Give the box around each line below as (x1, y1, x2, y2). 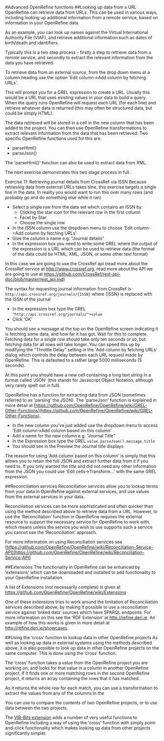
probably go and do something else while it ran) (5, 194, 102, 200)
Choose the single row (19, 220, 65, 225)
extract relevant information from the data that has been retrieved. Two (5, 130, 148, 136)
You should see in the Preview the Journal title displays (12, 443, 124, 449)
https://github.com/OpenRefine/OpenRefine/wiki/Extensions (5, 589, 126, 595)
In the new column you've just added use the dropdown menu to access (12, 423, 158, 428)
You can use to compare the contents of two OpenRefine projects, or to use (5, 700, 158, 706)
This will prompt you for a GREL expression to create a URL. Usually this (5, 90, 150, 95)
